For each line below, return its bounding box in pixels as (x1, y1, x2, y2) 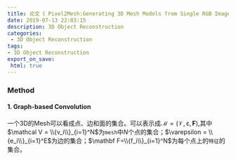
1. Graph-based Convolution (7, 103, 91, 111)
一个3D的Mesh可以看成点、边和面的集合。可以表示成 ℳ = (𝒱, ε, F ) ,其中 (7, 119, 213, 127)
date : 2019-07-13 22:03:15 (7, 17, 86, 24)
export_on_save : (7, 56, 55, 63)
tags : (7, 43, 23, 50)
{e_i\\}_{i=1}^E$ (7, 136, 52, 145)
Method (7, 85, 35, 95)
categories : (7, 29, 42, 37)
